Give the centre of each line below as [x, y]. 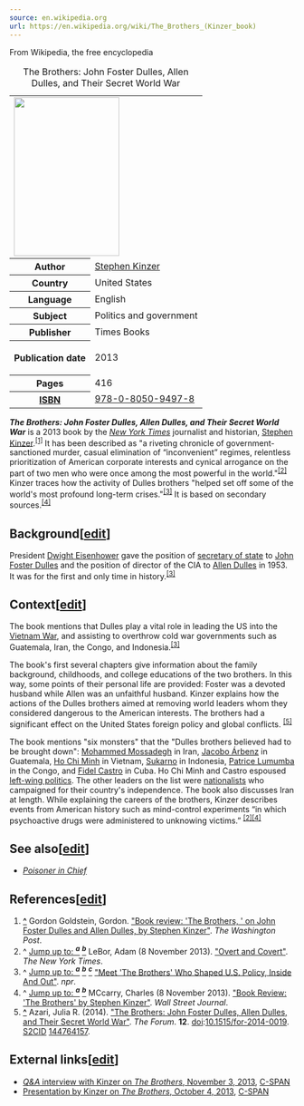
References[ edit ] [58, 899]
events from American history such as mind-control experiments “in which [148, 809]
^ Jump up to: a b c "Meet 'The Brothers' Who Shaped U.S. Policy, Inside [157, 971]
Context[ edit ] [48, 604]
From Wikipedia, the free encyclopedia [81, 52]
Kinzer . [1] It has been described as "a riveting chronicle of [117, 442]
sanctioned [30, 452]
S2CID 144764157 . [56, 1031]
